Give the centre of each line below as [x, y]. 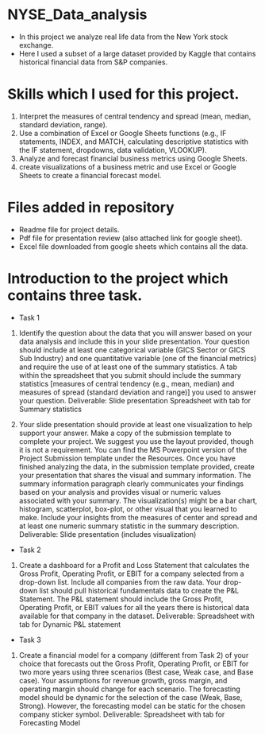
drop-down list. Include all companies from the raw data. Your [120, 581]
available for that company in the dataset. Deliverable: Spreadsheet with [136, 616]
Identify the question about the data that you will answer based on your [135, 332]
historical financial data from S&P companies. [93, 62]
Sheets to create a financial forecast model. [90, 175]
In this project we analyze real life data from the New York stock [123, 37]
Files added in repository [91, 208]
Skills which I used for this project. [123, 94]
